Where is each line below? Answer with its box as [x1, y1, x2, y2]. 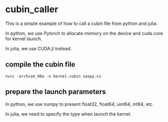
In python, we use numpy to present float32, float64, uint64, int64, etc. [5, 101, 154, 107]
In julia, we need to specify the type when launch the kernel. [5, 111, 132, 117]
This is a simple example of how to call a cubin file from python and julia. [5, 20, 158, 26]
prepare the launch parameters [5, 87, 106, 96]
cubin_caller [5, 4, 59, 15]
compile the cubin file [5, 60, 75, 69]
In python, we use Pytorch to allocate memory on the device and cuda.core [5, 30, 163, 36]
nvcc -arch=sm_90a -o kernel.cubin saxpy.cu [5, 74, 101, 79]
